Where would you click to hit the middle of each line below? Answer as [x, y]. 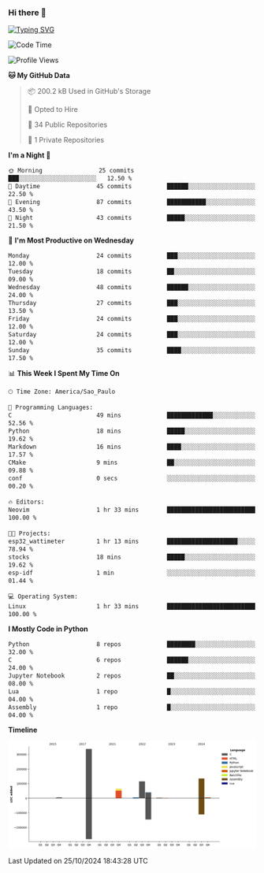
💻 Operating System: [43, 597]
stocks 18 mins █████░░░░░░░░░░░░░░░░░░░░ [132, 557]
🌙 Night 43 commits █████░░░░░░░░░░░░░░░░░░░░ [132, 218]
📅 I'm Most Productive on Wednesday [71, 240]
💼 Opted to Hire [53, 110]
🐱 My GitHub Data [39, 76]
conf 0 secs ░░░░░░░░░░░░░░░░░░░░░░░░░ [132, 479]
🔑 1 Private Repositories [66, 140]
